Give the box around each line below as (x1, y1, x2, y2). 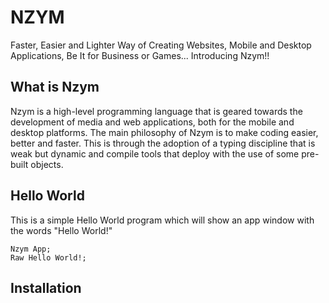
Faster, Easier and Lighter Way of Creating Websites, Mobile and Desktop (10, 39, 312, 51)
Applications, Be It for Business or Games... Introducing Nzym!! (10, 49, 270, 61)
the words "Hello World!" (10, 224, 113, 236)
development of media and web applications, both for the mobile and (10, 116, 295, 128)
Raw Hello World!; (10, 252, 87, 263)
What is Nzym (10, 79, 100, 96)
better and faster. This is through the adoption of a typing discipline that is (10, 137, 316, 149)
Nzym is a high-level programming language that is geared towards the (10, 105, 303, 117)
